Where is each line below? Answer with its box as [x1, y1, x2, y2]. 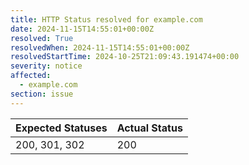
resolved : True [10, 33, 74, 43]
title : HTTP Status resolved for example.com [10, 14, 203, 25]
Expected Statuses [15, 121, 108, 135]
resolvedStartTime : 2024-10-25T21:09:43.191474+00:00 [10, 52, 240, 62]
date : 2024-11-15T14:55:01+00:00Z [10, 24, 155, 34]
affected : [10, 71, 52, 81]
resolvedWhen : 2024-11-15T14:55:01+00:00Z [10, 42, 190, 53]
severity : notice [10, 61, 83, 71]
